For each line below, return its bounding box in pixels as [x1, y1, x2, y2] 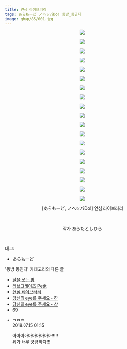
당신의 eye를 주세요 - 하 [12, 295, 58, 301]
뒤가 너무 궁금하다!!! [12, 339, 51, 345]
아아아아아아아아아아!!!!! [12, 333, 58, 339]
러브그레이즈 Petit [12, 283, 47, 289]
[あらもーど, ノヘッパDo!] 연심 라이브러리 [41, 205, 124, 211]
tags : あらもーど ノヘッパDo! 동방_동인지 [5, 12, 81, 17]
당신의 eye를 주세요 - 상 [12, 301, 58, 307]
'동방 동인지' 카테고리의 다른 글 [5, 266, 64, 272]
